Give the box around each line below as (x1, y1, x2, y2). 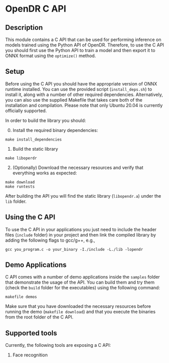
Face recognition (12, 352, 48, 358)
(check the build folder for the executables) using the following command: (5, 285, 160, 291)
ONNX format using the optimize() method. (5, 53, 96, 59)
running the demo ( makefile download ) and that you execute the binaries (5, 309, 156, 315)
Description (5, 23, 43, 32)
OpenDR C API (5, 3, 67, 15)
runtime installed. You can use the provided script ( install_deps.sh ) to (5, 86, 152, 92)
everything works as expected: (12, 170, 77, 176)
